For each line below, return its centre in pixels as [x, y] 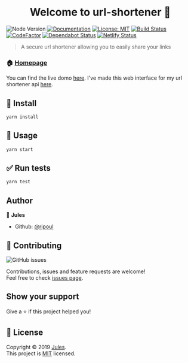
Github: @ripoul [34, 226]
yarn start [20, 149]
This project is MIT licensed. [41, 353]
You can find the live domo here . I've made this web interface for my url [94, 78]
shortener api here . [30, 84]
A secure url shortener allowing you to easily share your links [96, 47]
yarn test [19, 182]
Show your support [43, 297]
